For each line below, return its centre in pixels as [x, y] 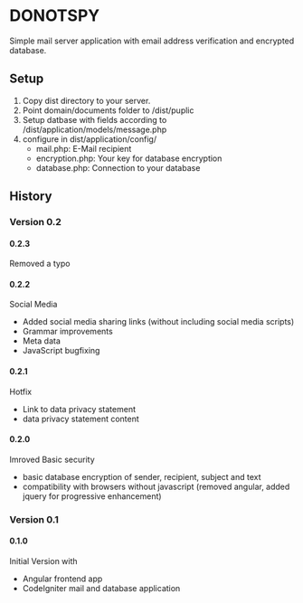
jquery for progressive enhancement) [92, 496]
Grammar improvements [67, 332]
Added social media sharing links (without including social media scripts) [158, 322]
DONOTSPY [55, 16]
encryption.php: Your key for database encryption [129, 158]
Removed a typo [40, 264]
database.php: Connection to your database [118, 167]
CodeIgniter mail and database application [101, 588]
